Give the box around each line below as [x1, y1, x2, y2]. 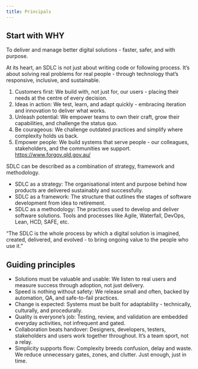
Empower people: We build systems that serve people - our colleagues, [14, 139, 189, 146]
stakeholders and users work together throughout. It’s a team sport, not [14, 332, 189, 339]
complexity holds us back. [14, 132, 79, 139]
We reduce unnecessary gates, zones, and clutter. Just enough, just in [14, 351, 187, 358]
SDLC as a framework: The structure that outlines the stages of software [14, 193, 191, 201]
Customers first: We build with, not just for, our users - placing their [14, 88, 179, 96]
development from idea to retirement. [14, 199, 106, 206]
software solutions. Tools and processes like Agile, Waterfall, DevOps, [14, 212, 186, 220]
